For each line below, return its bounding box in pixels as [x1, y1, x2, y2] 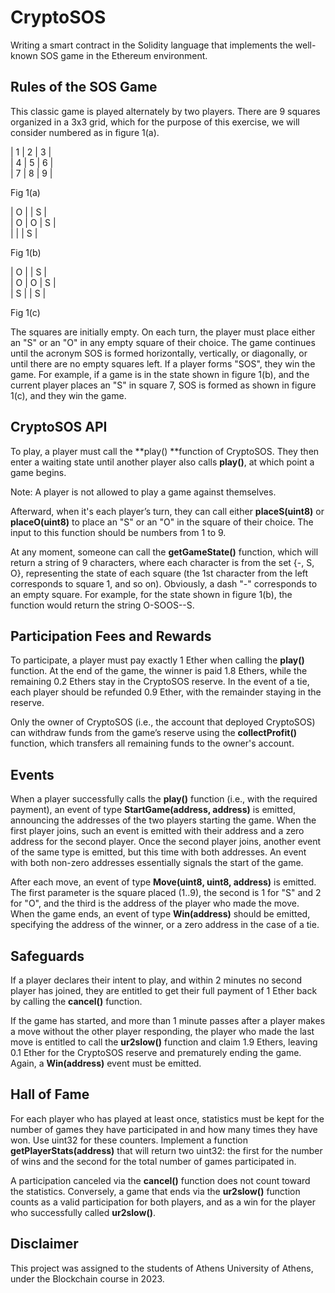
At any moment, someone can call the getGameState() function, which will [10, 546, 319, 558]
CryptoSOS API [10, 419, 108, 436]
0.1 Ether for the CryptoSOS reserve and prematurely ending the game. [10, 1047, 302, 1058]
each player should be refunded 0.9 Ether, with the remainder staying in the [10, 686, 322, 698]
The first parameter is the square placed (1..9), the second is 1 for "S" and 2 [10, 887, 322, 899]
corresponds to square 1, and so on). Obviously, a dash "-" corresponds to [10, 577, 318, 590]
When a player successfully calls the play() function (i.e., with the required [10, 793, 318, 805]
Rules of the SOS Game [10, 79, 158, 96]
